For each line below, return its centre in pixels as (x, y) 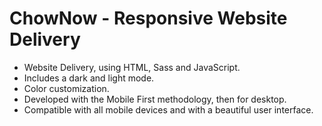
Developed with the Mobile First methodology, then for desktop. (155, 99)
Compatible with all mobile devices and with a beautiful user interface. (168, 109)
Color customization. (66, 88)
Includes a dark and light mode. (89, 78)
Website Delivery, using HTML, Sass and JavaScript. (132, 67)
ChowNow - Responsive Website (148, 18)
